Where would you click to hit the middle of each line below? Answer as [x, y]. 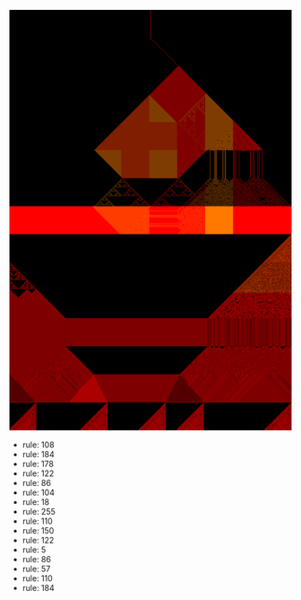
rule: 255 [39, 512]
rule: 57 [36, 569]
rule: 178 [38, 464]
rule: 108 [39, 445]
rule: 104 [39, 493]
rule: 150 [38, 531]
